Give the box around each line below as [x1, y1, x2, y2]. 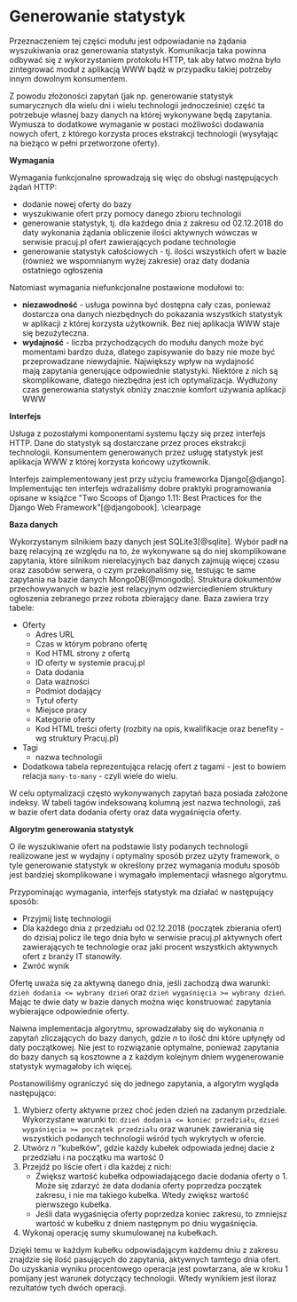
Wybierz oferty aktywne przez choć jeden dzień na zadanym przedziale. [21, 1104, 288, 1115]
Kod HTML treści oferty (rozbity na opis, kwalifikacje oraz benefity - [35, 723, 285, 734]
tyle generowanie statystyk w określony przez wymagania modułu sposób [9, 860, 281, 870]
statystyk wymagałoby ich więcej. [9, 1060, 133, 1071]
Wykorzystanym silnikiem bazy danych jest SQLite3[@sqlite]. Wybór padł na [9, 536, 289, 547]
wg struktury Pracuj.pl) [35, 733, 120, 743]
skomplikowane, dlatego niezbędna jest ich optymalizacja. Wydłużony [21, 375, 277, 385]
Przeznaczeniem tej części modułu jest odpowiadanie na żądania [9, 36, 246, 46]
